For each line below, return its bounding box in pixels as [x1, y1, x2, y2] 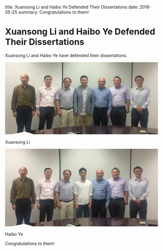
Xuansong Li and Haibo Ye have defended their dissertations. [5, 52, 128, 58]
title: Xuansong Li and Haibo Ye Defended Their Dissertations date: [5, 4, 139, 10]
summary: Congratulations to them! [18, 9, 89, 15]
